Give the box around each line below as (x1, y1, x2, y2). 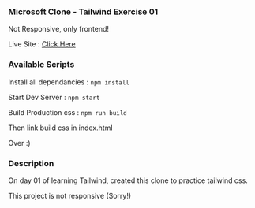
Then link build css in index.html (8, 123, 113, 132)
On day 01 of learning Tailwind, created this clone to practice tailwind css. (8, 176, 249, 185)
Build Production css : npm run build (8, 107, 128, 117)
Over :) (8, 138, 31, 147)
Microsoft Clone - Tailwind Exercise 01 (8, 6, 159, 17)
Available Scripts (8, 59, 75, 70)
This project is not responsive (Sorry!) (8, 191, 132, 200)
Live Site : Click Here (8, 39, 77, 49)
